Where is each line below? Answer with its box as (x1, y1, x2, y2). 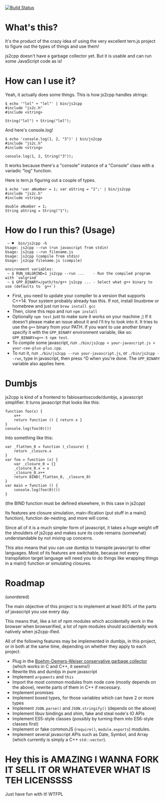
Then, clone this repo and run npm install (12, 308, 98, 314)
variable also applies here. (12, 360, 66, 366)
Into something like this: (5, 435, 53, 441)
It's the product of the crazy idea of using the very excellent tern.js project (5, 38, 156, 44)
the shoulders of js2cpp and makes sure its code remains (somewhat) (5, 530, 146, 536)
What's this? (5, 22, 58, 33)
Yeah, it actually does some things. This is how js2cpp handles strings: (5, 92, 148, 97)
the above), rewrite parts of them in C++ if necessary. (12, 684, 121, 690)
